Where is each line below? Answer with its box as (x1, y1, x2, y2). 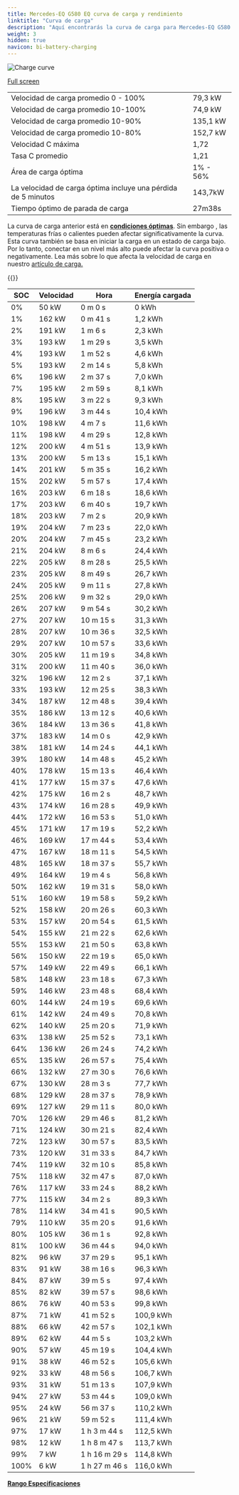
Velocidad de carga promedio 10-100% (11, 105, 147, 114)
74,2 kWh (134, 1044, 168, 1054)
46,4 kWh (134, 766, 168, 776)
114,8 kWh (134, 1449, 173, 1459)
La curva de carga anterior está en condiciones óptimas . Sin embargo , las (7, 222, 228, 230)
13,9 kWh (134, 441, 168, 451)
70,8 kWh (134, 1009, 168, 1019)
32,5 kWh (134, 627, 168, 637)
